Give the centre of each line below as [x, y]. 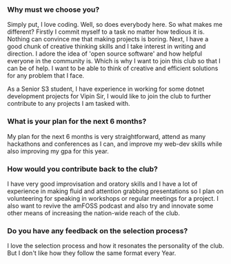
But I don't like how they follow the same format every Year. [92, 253]
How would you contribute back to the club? [83, 168]
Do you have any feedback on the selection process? [98, 230]
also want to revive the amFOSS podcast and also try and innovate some [110, 206]
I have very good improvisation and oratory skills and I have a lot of [102, 184]
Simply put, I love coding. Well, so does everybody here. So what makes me [115, 25]
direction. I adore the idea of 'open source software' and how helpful [104, 54]
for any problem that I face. [46, 76]
